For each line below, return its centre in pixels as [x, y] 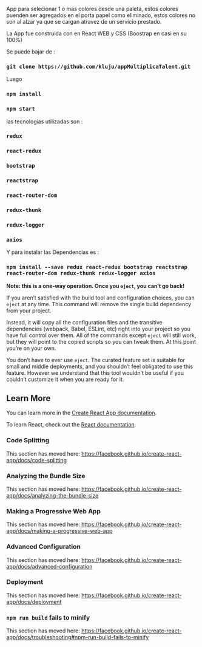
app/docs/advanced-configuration [49, 566]
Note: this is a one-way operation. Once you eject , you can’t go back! [96, 286]
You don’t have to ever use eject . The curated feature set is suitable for [96, 360]
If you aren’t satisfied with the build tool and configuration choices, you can [101, 298]
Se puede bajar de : [31, 52]
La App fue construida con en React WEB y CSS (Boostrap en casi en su [96, 33]
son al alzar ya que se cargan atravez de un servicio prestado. [84, 22]
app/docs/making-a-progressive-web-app [59, 531]
